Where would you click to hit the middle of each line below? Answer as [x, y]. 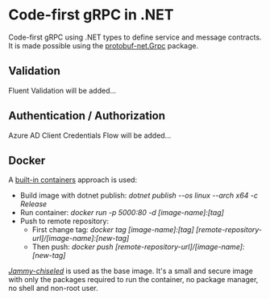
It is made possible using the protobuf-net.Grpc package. [104, 45]
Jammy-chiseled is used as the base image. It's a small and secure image [131, 271]
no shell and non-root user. [53, 289]
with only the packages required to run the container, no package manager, [133, 280]
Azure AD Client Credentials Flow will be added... [90, 135]
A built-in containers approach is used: [73, 180]
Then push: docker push [73, 247]
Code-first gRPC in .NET [91, 15]
